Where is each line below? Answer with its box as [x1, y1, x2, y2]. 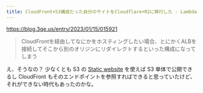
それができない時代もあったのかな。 [6, 80, 97, 88]
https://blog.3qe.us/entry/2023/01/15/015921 [6, 25, 118, 32]
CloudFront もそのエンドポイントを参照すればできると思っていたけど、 [18, 73, 196, 80]
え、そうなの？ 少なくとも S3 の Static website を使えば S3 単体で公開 [6, 65, 182, 73]
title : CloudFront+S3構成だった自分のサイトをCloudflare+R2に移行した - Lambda [6, 8, 197, 15]
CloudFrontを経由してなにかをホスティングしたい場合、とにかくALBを [21, 37, 197, 45]
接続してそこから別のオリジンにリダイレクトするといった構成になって [21, 45, 196, 52]
